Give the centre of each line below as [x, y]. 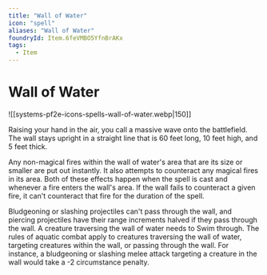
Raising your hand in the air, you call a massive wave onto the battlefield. [128, 129]
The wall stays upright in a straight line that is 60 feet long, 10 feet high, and [133, 138]
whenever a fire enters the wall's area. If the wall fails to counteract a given [132, 187]
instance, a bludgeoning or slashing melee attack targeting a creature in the [133, 253]
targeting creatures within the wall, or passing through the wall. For [119, 245]
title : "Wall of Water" [48, 16]
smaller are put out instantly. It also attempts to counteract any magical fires [133, 170]
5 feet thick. [28, 146]
